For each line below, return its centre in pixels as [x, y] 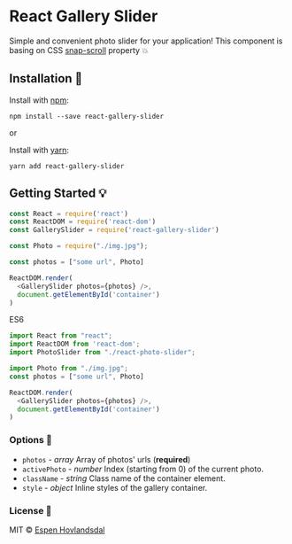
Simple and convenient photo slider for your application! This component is [146, 41]
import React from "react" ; [61, 336]
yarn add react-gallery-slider [67, 166]
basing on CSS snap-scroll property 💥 [79, 50]
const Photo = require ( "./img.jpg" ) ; [79, 246]
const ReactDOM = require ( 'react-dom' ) [83, 222]
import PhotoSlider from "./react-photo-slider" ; [103, 353]
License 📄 [31, 510]
